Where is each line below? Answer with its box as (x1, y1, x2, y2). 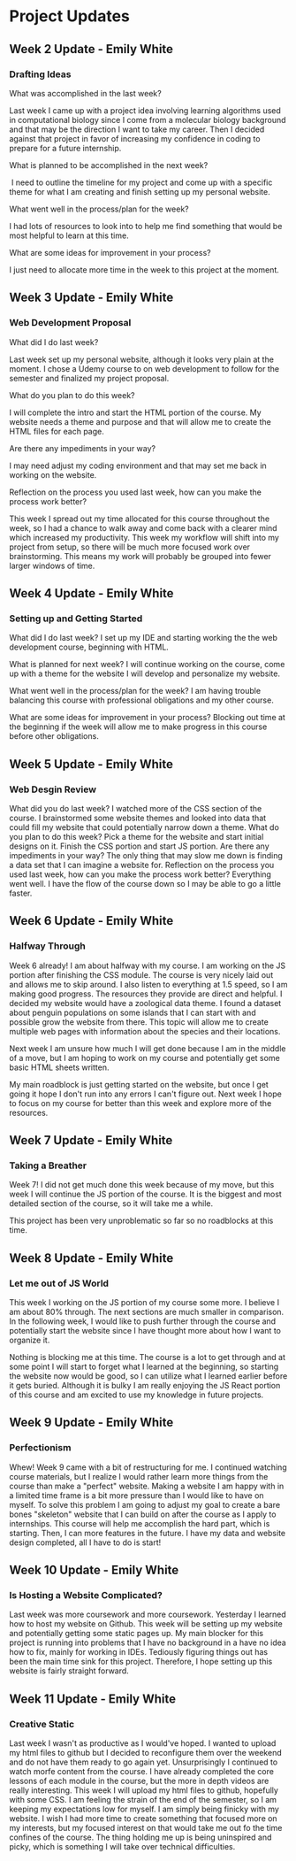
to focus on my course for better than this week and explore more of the (9, 1097, 272, 1108)
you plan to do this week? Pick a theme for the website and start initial (9, 831, 264, 842)
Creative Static (9, 1718, 75, 1730)
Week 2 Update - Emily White (9, 42, 174, 57)
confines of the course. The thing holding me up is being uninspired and (9, 1832, 272, 1842)
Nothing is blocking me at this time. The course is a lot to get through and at (9, 1352, 285, 1362)
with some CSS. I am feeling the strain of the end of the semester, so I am (9, 1795, 277, 1805)
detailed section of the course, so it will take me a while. (9, 1198, 214, 1209)
